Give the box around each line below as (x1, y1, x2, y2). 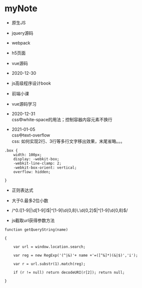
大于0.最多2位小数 (11, 198, 48, 203)
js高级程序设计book (11, 80, 51, 86)
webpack (11, 40, 30, 45)
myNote (4, 3, 38, 14)
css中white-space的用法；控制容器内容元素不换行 (11, 116, 113, 122)
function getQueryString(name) (4, 227, 68, 232)
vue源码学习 (11, 101, 37, 107)
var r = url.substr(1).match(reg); (13, 261, 86, 266)
